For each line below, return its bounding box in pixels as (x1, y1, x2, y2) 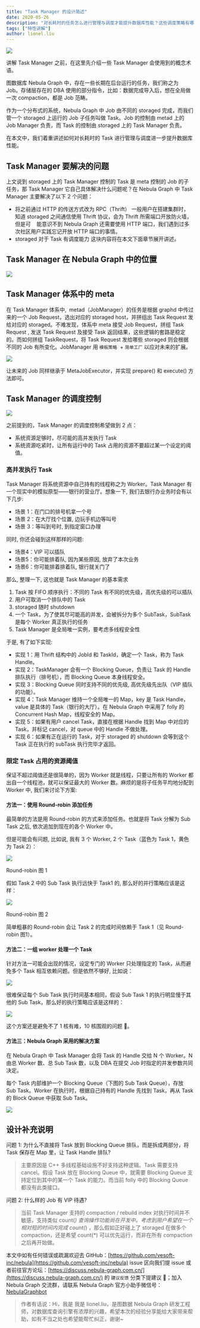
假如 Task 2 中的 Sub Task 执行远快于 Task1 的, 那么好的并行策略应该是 (6, 880, 180, 887)
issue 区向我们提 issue (129, 1259, 185, 1267)
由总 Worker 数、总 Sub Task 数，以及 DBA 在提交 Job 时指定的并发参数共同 (6, 1059, 193, 1066)
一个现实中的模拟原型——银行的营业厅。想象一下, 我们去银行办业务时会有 (6, 488, 186, 495)
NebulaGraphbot (6, 1288, 47, 1295)
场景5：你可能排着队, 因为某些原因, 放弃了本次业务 (14, 556, 139, 563)
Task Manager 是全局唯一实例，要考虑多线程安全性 (14, 625, 140, 632)
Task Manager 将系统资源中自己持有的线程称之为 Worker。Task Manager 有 (6, 480, 192, 488)
